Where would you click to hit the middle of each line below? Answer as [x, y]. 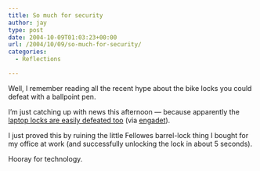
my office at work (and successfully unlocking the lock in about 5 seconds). [130, 144]
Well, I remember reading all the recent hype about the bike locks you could [130, 88]
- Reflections [38, 60]
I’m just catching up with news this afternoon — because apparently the [124, 111]
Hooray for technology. [45, 158]
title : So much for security [56, 15]
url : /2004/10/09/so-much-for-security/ [75, 45]
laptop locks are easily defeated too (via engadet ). [89, 120]
